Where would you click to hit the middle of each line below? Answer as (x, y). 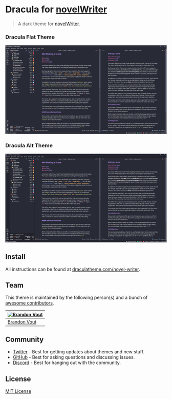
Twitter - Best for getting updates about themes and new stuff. (79, 352)
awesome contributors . (30, 303)
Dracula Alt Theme (29, 145)
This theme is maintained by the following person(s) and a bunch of (77, 298)
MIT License (18, 391)
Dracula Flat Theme (30, 37)
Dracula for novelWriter (56, 9)
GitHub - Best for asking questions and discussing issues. (74, 357)
